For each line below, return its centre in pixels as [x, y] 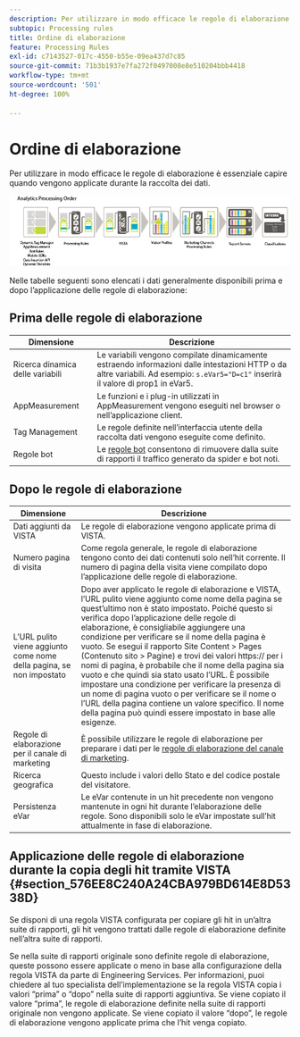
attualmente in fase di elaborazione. [146, 825]
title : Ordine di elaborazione [67, 38]
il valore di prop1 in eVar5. [145, 383]
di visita [27, 567]
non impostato [40, 674]
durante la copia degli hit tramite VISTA [120, 870]
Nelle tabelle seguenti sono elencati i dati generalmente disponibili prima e [146, 280]
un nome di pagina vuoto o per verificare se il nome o [179, 693]
